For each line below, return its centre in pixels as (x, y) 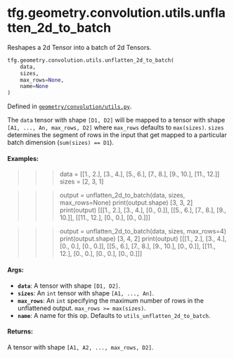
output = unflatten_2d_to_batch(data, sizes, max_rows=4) (143, 231)
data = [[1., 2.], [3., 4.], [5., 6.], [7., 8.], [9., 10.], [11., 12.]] (139, 174)
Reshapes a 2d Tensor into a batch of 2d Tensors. (79, 47)
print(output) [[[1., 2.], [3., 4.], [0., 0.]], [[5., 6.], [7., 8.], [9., (143, 210)
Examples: (23, 158)
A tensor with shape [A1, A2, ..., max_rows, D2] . (80, 347)
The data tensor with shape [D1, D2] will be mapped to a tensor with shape (116, 120)
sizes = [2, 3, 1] (82, 181)
